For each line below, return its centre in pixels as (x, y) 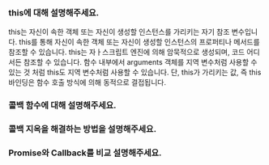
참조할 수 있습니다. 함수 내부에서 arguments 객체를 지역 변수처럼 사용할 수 (140, 62)
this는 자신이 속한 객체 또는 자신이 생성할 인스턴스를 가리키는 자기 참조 (119, 32)
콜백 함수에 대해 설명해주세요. (62, 105)
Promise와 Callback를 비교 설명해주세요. (85, 153)
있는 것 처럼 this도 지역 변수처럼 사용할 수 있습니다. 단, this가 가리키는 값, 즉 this (135, 72)
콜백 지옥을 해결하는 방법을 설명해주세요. (82, 129)
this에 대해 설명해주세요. (54, 12)
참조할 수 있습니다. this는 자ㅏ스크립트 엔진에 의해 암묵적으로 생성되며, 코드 (127, 52)
